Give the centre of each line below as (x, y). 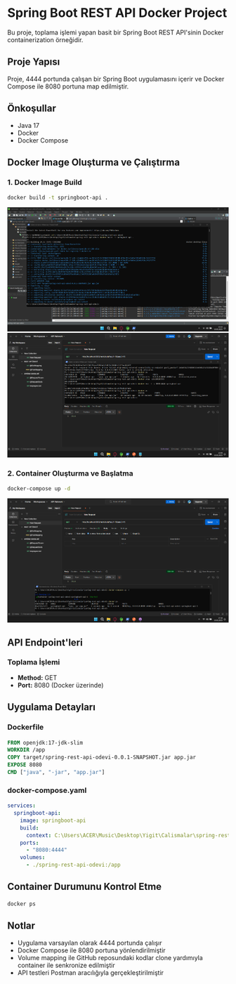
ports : (29, 843)
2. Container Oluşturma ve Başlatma (70, 473)
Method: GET (37, 677)
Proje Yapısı (34, 62)
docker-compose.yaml (47, 790)
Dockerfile (26, 727)
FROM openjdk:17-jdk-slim (45, 742)
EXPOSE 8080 (25, 765)
